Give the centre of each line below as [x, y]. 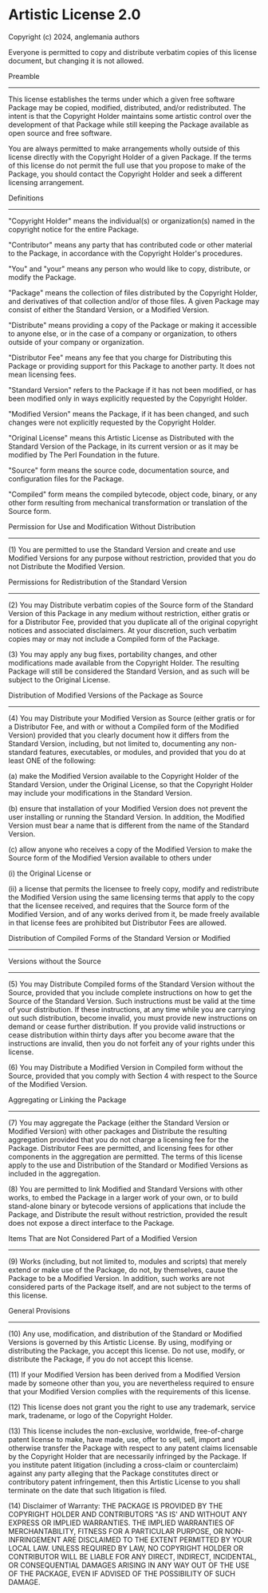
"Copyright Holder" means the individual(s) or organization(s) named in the [132, 220]
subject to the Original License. [59, 679]
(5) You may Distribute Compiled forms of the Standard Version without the [132, 984]
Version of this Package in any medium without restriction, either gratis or [129, 613]
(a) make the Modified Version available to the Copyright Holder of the [124, 776]
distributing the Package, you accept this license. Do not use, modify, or [127, 1350]
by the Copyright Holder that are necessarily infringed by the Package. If [128, 1456]
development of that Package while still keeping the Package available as [128, 125]
